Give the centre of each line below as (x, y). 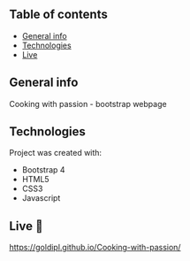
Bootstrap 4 (43, 170)
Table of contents (58, 15)
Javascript (41, 198)
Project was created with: (56, 153)
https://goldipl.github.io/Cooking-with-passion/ (95, 248)
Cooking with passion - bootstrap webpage (88, 104)
